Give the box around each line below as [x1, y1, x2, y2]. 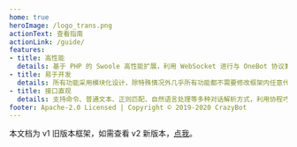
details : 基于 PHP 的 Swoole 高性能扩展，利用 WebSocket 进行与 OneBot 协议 [17, 62, 286, 71]
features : [9, 46, 46, 55]
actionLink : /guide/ [9, 37, 86, 47]
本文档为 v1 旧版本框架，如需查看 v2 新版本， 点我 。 [9, 129, 197, 139]
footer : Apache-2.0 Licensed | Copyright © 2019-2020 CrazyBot [9, 103, 247, 112]
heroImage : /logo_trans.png [9, 21, 113, 30]
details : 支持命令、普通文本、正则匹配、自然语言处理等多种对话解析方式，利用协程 [17, 94, 283, 104]
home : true [9, 12, 49, 22]
